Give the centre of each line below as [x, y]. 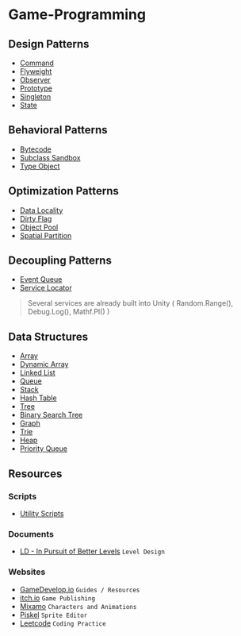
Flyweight [36, 71]
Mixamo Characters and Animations [78, 606]
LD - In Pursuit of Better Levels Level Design [92, 551]
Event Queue [41, 279]
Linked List [37, 373]
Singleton [35, 96]
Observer [35, 80]
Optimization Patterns [63, 191]
